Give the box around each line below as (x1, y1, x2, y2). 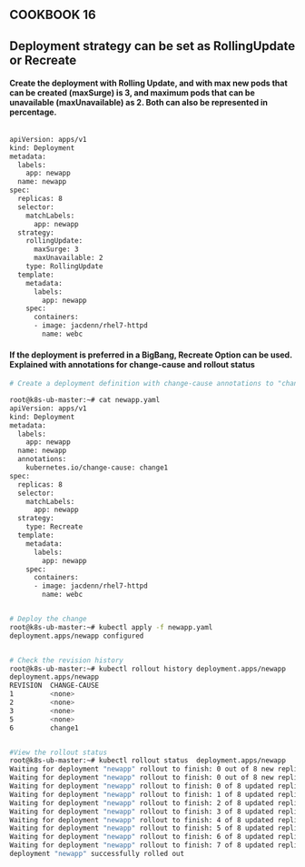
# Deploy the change (9, 614, 88, 624)
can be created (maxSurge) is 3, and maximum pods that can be (9, 87, 256, 98)
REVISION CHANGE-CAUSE (9, 681, 100, 691)
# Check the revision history (9, 655, 124, 665)
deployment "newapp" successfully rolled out (9, 850, 184, 859)
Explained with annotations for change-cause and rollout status (9, 358, 256, 369)
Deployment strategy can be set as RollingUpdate (9, 38, 296, 54)
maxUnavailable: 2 (33, 254, 103, 263)
